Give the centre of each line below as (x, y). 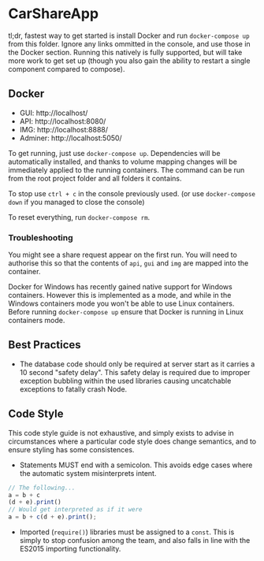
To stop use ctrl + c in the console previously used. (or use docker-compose (132, 193)
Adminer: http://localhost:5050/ (71, 138)
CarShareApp (54, 14)
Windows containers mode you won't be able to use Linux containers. (121, 303)
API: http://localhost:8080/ (63, 121)
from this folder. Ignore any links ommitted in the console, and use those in (129, 43)
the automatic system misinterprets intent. (88, 473)
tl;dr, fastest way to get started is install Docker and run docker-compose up (129, 35)
